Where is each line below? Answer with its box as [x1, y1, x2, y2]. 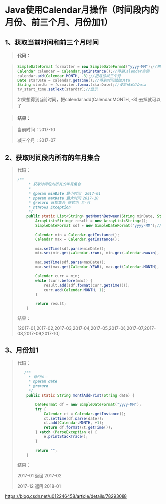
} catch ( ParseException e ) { [35, 429, 97, 435]
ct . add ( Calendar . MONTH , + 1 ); [43, 420, 104, 425]
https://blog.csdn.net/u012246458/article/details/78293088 [5, 493, 127, 499]
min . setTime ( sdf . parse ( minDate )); [35, 246, 106, 251]
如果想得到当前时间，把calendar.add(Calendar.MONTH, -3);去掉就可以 [17, 97, 161, 103]
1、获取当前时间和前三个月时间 [5, 38, 99, 46]
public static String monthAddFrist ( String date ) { [26, 393, 135, 398]
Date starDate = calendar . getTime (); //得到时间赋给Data [17, 78, 130, 83]
